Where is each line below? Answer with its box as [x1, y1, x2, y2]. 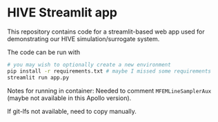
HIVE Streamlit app [7, 5, 118, 21]
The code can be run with [7, 48, 81, 56]
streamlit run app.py [7, 74, 70, 81]
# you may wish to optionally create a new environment [7, 61, 171, 68]
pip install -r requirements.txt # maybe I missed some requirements [7, 67, 212, 75]
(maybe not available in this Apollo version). [7, 94, 132, 102]
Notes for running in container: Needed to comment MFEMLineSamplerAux [7, 86, 212, 95]
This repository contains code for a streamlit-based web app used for [7, 27, 205, 36]
